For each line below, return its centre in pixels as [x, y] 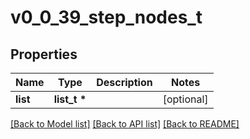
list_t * [70, 99]
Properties [44, 54]
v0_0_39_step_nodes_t [106, 17]
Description [124, 82]
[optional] [185, 99]
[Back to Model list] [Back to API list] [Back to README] [125, 124]
